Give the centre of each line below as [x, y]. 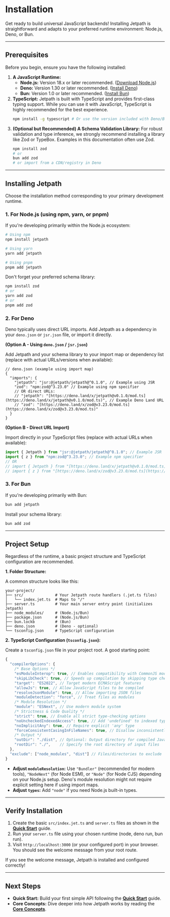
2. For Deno [20, 318]
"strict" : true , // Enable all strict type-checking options [80, 716]
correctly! [15, 865]
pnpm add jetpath [24, 267]
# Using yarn [19, 248]
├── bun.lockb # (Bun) [38, 622]
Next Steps [23, 886]
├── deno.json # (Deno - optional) [52, 627]
